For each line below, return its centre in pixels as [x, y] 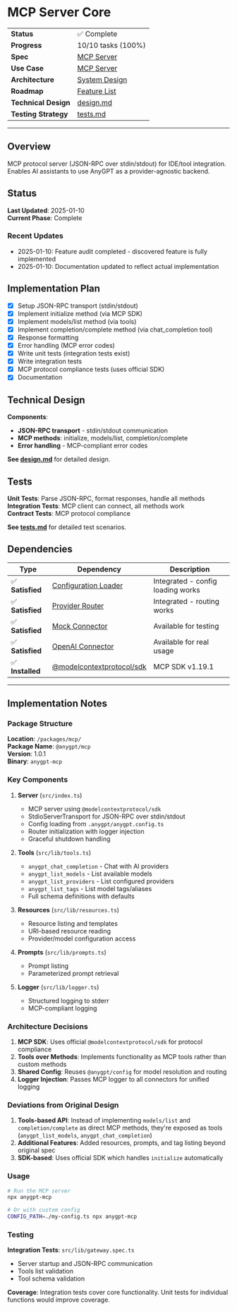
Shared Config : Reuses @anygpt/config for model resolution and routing [122, 1072]
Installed [26, 671]
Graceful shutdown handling [69, 839]
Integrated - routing [187, 601]
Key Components [38, 780]
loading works [177, 590]
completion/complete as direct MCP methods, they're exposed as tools [120, 1128]
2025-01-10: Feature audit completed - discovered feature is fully [113, 251]
